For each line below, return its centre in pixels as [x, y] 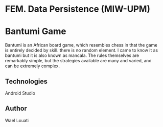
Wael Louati [17, 120]
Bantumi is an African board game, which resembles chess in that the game [81, 45]
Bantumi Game [36, 32]
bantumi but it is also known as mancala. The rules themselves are [72, 55]
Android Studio [20, 93]
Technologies [26, 81]
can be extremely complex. [33, 66]
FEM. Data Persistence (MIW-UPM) [78, 9]
